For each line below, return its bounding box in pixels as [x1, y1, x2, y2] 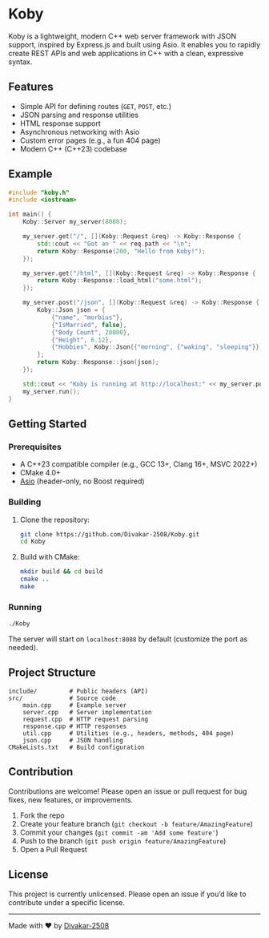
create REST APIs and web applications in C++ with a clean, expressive [8, 48, 244, 58]
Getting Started [8, 417, 87, 431]
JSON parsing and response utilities [19, 110, 139, 119]
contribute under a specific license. [8, 897, 126, 907]
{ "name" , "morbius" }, [50, 313, 124, 321]
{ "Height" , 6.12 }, [50, 336, 113, 344]
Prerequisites [8, 441, 62, 452]
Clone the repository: [19, 515, 90, 524]
